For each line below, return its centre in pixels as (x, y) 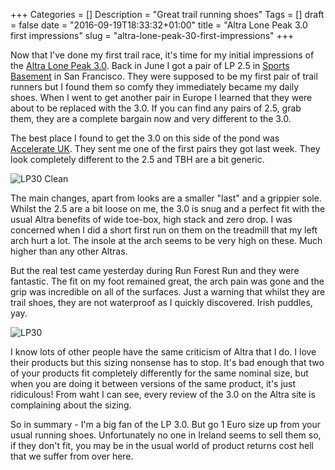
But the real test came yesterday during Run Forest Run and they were (155, 270)
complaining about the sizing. (71, 405)
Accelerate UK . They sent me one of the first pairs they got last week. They (165, 148)
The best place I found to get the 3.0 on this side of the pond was (145, 138)
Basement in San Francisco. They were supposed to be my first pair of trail (164, 76)
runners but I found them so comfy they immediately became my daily (155, 87)
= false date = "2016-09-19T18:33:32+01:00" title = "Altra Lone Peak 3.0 (159, 25)
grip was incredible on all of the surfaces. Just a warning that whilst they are (168, 292)
